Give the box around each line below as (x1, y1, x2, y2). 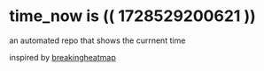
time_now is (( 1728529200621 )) (9, 6, 257, 26)
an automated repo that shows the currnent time (9, 35, 186, 46)
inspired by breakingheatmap (9, 52, 117, 62)
